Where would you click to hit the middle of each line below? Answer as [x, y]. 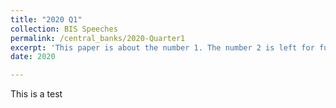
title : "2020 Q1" [46, 19]
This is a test [36, 94]
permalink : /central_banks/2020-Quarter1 [98, 38]
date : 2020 [33, 57]
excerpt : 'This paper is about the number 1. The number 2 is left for [162, 47]
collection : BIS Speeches [64, 29]
